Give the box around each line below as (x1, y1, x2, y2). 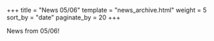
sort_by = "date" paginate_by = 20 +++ (6, 13, 121, 22)
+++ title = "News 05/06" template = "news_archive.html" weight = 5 (6, 6, 207, 14)
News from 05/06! (6, 27, 60, 35)
